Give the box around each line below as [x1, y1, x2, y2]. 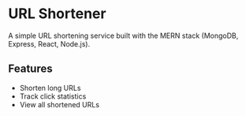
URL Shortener [8, 5, 106, 23]
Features [8, 62, 53, 76]
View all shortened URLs [19, 99, 100, 109]
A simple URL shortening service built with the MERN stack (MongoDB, [8, 31, 239, 40]
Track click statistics [19, 92, 87, 101]
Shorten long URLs [19, 83, 81, 92]
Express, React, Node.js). [8, 39, 91, 48]
